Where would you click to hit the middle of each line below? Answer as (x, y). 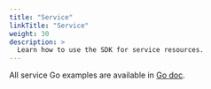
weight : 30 (29, 33)
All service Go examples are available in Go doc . (98, 75)
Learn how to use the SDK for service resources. (110, 50)
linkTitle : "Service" (49, 26)
